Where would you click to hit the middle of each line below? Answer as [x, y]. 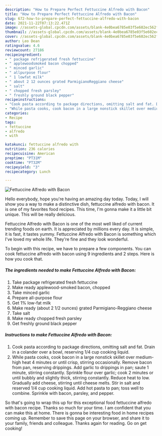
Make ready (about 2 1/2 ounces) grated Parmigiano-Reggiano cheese [82, 308]
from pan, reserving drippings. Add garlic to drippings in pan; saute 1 [80, 368]
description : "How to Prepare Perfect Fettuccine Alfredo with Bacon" [77, 9]
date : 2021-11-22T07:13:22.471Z [37, 23]
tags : [10, 122]
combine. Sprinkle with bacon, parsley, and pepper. [63, 393]
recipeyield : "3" [22, 167]
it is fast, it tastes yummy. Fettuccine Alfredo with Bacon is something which [81, 234]
